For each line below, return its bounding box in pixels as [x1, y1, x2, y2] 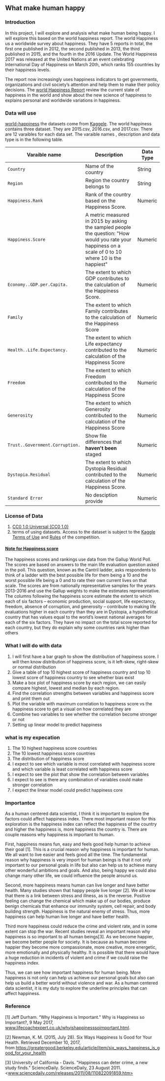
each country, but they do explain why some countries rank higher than [5, 624, 150, 631]
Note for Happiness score [5, 545, 59, 551]
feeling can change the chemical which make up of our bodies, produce [5, 898, 151, 904]
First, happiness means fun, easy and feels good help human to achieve [5, 841, 151, 847]
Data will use [5, 110, 36, 116]
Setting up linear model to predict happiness [12, 722, 102, 728]
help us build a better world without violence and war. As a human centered [5, 980, 158, 986]
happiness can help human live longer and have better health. [5, 914, 130, 920]
